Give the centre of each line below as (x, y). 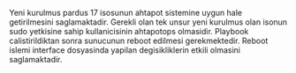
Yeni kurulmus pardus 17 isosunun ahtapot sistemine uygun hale (126, 13)
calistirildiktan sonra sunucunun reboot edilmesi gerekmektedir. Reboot (139, 40)
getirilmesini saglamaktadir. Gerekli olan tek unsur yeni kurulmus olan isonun (148, 22)
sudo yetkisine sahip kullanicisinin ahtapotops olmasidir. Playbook (129, 31)
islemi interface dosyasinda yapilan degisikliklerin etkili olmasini (125, 50)
